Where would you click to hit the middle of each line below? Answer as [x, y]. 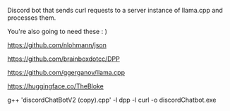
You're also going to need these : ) [57, 31]
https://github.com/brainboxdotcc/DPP [63, 59]
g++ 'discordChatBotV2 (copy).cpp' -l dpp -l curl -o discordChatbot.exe [112, 100]
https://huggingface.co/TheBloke [55, 86]
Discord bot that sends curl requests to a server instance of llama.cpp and [115, 10]
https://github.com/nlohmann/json [57, 45]
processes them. [32, 18]
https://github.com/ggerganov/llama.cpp [66, 72]
